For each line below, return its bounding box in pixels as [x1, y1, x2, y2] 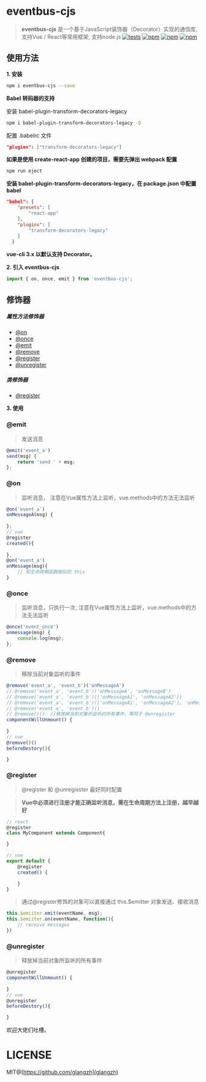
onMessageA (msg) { [6, 512, 53, 518]
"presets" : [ [17, 205, 51, 211]
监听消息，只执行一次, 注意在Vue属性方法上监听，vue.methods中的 [21, 604, 191, 611]
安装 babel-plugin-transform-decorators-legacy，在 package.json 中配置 [6, 180, 197, 187]
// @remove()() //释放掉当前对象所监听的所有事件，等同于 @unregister [6, 711, 176, 717]
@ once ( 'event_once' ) [6, 624, 59, 630]
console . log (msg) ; [17, 635, 64, 641]
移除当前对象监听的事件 [21, 670, 81, 678]
